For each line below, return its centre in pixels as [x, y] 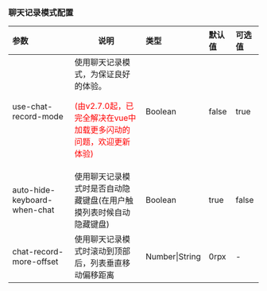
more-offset [35, 262]
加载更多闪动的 [103, 130]
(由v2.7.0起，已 [104, 107]
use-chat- [33, 107]
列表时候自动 [106, 212]
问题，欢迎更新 [103, 142]
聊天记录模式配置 [41, 12]
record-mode [38, 117]
